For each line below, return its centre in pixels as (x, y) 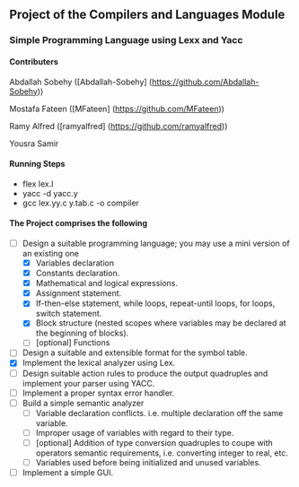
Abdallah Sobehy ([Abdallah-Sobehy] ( (81, 82)
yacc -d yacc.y (50, 193)
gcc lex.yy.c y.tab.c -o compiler (80, 203)
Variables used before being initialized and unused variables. (149, 462)
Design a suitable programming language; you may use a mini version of (156, 243)
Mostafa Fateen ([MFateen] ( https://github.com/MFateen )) (117, 109)
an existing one (50, 253)
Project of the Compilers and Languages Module (147, 15)
